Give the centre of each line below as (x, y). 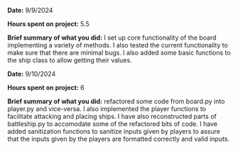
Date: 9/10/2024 (32, 74)
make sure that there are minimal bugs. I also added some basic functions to (119, 53)
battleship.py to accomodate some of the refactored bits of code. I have (113, 124)
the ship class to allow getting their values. (70, 60)
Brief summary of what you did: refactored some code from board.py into (116, 101)
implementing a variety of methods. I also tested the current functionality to (118, 45)
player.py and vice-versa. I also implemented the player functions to (107, 109)
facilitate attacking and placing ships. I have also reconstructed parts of (112, 116)
